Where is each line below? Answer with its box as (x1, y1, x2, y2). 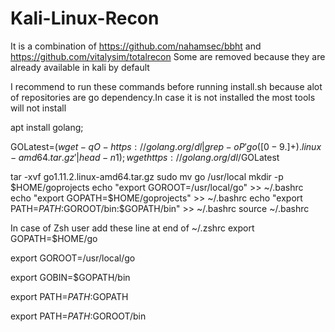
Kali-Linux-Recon (10, 7, 160, 30)
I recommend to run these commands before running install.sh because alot (10, 80, 323, 92)
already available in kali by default (10, 61, 150, 73)
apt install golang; (10, 121, 84, 133)
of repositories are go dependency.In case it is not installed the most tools (10, 91, 316, 103)
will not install (10, 102, 67, 114)
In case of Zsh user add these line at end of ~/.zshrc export (10, 222, 255, 234)
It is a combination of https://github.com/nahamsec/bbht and (10, 40, 262, 52)
